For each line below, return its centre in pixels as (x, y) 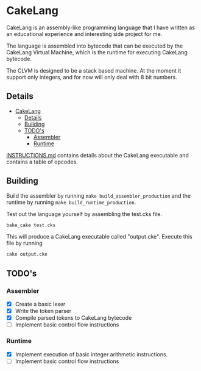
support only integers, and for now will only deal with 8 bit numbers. (92, 77)
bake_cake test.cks (31, 225)
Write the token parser (43, 311)
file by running (24, 243)
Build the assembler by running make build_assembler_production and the (98, 195)
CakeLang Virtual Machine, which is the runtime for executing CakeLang (97, 52)
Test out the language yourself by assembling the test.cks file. (84, 214)
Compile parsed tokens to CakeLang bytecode (73, 318)
